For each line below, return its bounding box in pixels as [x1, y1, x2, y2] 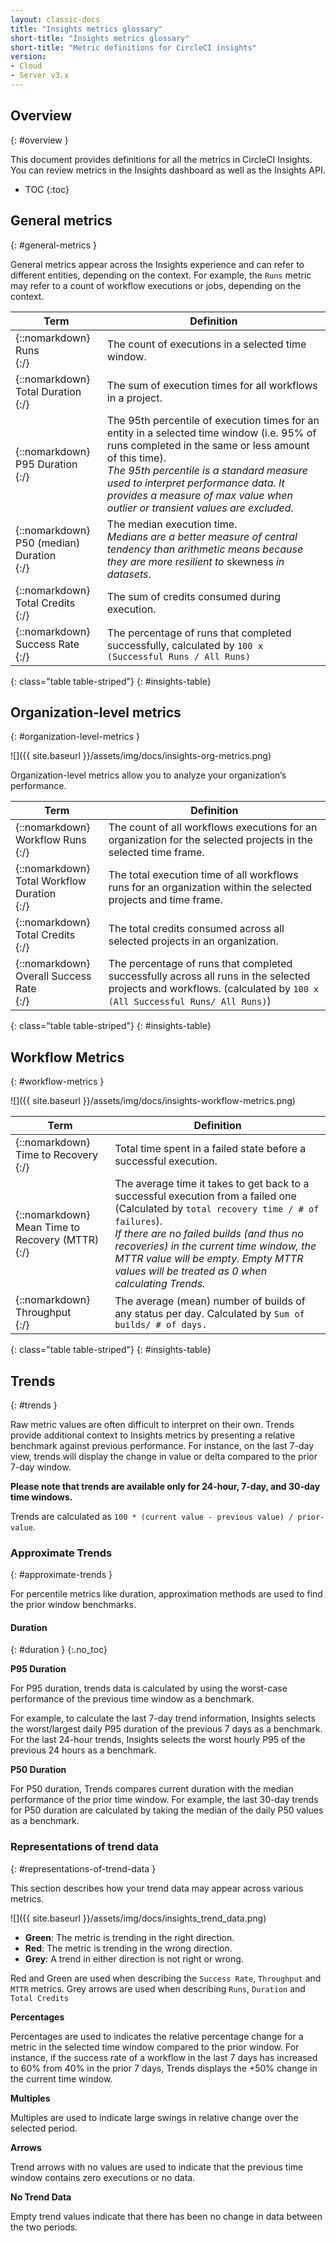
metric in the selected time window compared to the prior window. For [10, 2041, 300, 2053]
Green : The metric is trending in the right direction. [24, 1931, 235, 1943]
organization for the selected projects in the [108, 833, 313, 847]
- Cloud [10, 61, 43, 71]
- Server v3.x [10, 71, 70, 81]
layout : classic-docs [10, 14, 101, 25]
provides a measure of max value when [106, 488, 293, 502]
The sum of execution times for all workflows [106, 378, 318, 392]
